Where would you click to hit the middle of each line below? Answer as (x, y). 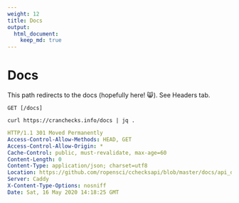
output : (19, 27)
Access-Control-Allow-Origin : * (55, 146)
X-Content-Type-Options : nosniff (57, 186)
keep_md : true (41, 40)
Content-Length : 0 (34, 159)
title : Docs (25, 21)
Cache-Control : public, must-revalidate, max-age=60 (87, 153)
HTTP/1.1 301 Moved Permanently (55, 133)
